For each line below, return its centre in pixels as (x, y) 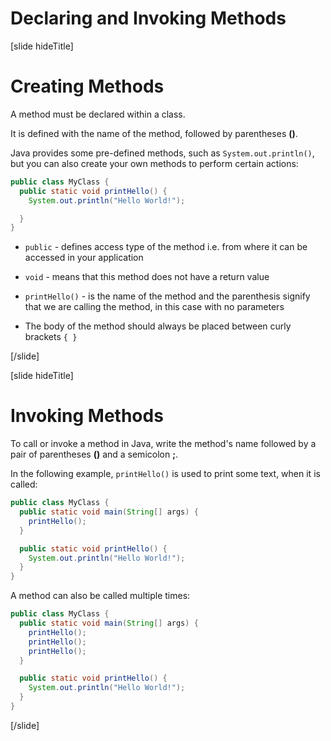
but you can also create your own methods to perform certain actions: (154, 163)
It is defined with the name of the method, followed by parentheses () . (154, 133)
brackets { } (51, 337)
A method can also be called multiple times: (100, 596)
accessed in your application (84, 258)
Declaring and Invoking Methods (148, 18)
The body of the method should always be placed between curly (158, 326)
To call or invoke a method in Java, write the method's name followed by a (163, 444)
